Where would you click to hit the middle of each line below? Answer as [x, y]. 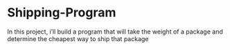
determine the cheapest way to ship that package [78, 38]
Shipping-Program [62, 13]
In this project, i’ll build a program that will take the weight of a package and [115, 32]
